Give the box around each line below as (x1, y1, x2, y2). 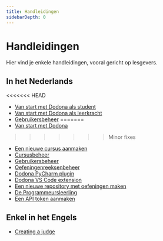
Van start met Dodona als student (14, 103, 96, 110)
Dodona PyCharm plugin (14, 170, 75, 177)
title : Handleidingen (6, 8, 59, 15)
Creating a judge (14, 228, 55, 235)
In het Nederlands (6, 76, 74, 86)
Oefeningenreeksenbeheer (14, 164, 81, 171)
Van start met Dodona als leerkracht (14, 110, 102, 117)
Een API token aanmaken (14, 196, 75, 203)
